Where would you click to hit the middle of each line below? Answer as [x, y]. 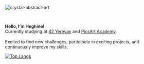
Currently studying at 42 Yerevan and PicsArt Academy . [61, 31]
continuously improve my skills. [36, 47]
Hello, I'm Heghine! [25, 26]
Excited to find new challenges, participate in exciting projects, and [72, 42]
